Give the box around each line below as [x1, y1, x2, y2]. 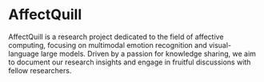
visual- [208, 40, 232, 49]
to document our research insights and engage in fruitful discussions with [8, 57, 251, 67]
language [8, 49, 39, 58]
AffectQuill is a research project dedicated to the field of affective [8, 32, 224, 41]
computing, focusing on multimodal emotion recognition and [8, 40, 207, 49]
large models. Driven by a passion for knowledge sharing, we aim [40, 49, 256, 58]
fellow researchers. [8, 65, 72, 75]
